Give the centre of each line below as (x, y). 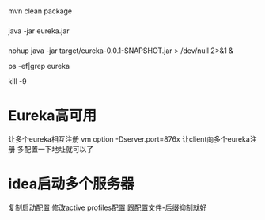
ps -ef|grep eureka (39, 66)
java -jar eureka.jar (39, 31)
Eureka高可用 (53, 115)
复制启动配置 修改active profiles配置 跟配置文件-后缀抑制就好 (108, 207)
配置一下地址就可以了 (58, 149)
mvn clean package (40, 11)
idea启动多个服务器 (71, 184)
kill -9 (17, 81)
